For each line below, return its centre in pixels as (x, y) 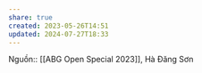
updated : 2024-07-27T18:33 (59, 34)
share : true (30, 17)
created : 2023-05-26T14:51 (59, 26)
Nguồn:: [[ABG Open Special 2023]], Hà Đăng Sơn (101, 60)
